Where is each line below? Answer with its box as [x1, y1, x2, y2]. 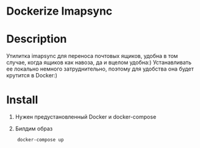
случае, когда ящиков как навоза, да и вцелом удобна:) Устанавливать [6, 59, 192, 66]
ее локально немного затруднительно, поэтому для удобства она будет [6, 65, 194, 72]
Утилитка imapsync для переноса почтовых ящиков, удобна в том [6, 52, 178, 60]
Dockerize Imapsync [6, 4, 113, 18]
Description [6, 32, 67, 46]
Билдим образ [15, 125, 53, 132]
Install [6, 93, 38, 107]
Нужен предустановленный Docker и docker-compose [15, 113, 157, 121]
